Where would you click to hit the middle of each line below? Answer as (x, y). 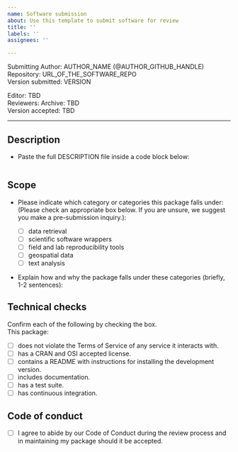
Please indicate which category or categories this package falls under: (120, 202)
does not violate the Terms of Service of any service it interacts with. (118, 346)
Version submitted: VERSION (49, 82)
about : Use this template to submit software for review (93, 21)
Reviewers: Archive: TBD (44, 103)
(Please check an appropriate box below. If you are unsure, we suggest (121, 209)
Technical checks (47, 307)
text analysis (46, 263)
